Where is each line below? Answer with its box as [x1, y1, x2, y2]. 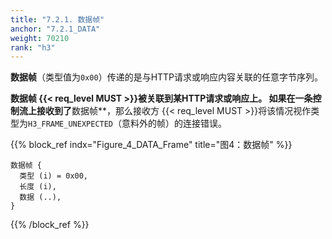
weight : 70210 [10, 33, 70, 43]
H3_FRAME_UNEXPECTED [28, 119, 114, 130]
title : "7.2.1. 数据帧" [10, 14, 105, 25]
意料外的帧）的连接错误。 [121, 117, 228, 130]
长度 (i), [19, 182, 57, 192]
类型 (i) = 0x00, [19, 171, 89, 181]
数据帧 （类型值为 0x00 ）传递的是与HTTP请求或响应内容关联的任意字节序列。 [10, 71, 324, 83]
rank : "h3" [10, 42, 56, 53]
